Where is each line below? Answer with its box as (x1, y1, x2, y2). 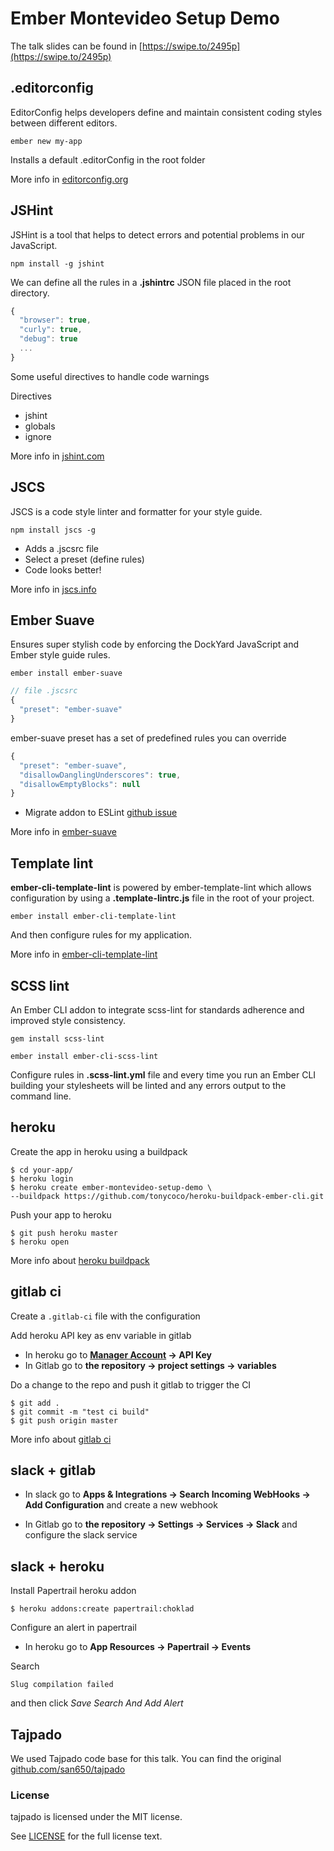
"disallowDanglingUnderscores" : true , (19, 770, 182, 780)
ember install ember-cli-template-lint (10, 912, 177, 922)
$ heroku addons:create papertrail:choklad (10, 1604, 195, 1614)
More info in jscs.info (10, 583, 97, 595)
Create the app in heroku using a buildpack (10, 1145, 188, 1157)
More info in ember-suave (10, 826, 117, 838)
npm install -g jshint (10, 258, 105, 269)
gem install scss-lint (10, 1033, 105, 1044)
